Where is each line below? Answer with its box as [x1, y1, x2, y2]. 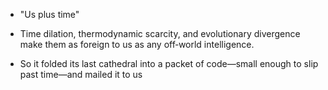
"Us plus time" [19, 9, 80, 20]
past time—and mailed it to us [19, 69, 143, 80]
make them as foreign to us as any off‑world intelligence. [19, 39, 255, 50]
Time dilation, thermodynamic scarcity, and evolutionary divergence [19, 28, 301, 39]
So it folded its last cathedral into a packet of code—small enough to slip [19, 58, 319, 69]
